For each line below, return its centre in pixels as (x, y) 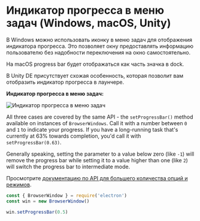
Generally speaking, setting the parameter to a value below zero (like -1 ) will (100, 154)
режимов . (19, 184)
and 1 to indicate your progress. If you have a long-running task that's (92, 129)
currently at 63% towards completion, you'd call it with (74, 136)
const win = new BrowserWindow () (48, 201)
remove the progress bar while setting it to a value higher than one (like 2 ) (97, 160)
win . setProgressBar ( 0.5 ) (37, 212)
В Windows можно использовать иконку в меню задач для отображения (99, 40)
